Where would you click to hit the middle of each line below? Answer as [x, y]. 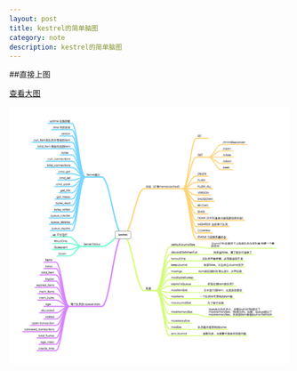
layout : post [33, 19]
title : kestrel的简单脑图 [54, 28]
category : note [37, 37]
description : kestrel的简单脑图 [66, 47]
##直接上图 [30, 75]
